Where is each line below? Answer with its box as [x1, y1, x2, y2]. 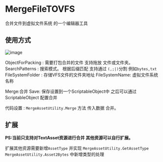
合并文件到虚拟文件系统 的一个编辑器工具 [5, 20, 88, 26]
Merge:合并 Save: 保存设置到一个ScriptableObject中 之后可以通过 [5, 88, 137, 94]
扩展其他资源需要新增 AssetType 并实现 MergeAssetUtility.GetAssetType [5, 145, 149, 151]
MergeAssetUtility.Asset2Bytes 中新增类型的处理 [5, 151, 104, 157]
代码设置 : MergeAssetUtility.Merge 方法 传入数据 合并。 [5, 105, 119, 111]
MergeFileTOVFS [5, 3, 75, 15]
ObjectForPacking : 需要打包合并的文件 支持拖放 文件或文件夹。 [5, 59, 133, 65]
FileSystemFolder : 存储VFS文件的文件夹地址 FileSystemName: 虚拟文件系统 [5, 72, 158, 78]
